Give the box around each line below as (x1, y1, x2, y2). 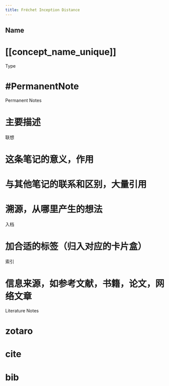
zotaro (5, 325, 33, 337)
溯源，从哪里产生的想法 (5, 204, 103, 215)
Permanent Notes (5, 97, 42, 103)
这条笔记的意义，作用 (5, 154, 94, 166)
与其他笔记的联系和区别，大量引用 (5, 179, 147, 190)
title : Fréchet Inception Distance (5, 7, 80, 13)
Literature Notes (5, 308, 39, 314)
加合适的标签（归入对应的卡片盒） (5, 241, 147, 252)
